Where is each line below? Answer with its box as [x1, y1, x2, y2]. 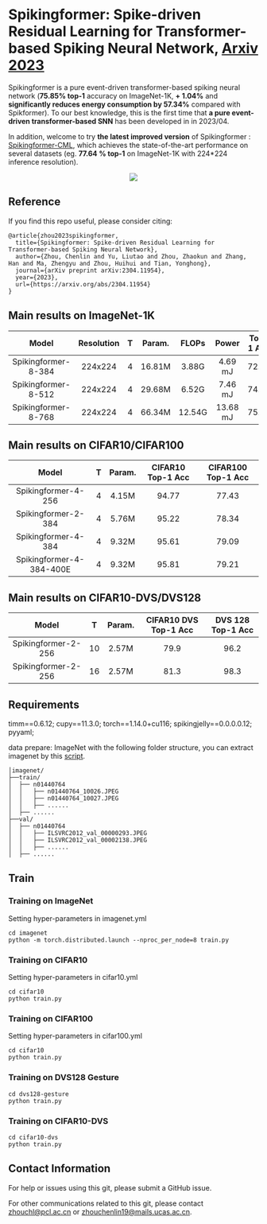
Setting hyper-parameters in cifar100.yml [8, 1032, 143, 1041]
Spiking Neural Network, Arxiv [52, 40, 258, 57]
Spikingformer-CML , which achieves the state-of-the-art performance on [8, 140, 249, 150]
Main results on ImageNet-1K [8, 309, 155, 323]
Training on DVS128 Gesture [8, 1072, 119, 1083]
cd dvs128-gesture [8, 1090, 69, 1098]
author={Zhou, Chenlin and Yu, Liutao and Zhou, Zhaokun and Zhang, [15, 252, 247, 260]
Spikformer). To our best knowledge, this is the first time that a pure [8, 107, 230, 117]
